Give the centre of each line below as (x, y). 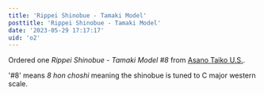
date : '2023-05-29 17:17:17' (56, 30)
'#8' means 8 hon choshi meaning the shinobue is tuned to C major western (132, 75)
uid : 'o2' (25, 38)
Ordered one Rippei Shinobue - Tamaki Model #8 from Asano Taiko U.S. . (127, 60)
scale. (18, 84)
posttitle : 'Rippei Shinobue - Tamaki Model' (84, 23)
